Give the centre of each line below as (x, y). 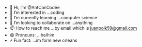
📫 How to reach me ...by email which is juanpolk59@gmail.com (73, 28)
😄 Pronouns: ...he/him (32, 35)
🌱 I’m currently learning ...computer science (53, 18)
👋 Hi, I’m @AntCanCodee (34, 7)
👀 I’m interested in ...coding (37, 12)
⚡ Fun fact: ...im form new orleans (43, 40)
